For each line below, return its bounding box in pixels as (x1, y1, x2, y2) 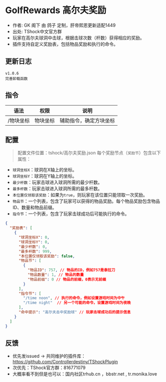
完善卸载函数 (5, 76, 28, 81)
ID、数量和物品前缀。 (12, 205, 57, 211)
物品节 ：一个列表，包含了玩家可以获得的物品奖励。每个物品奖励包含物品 (12, 198, 160, 204)
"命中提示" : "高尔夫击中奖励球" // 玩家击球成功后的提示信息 (18, 310, 131, 315)
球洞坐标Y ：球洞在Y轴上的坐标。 (12, 173, 77, 179)
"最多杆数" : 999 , (18, 249, 52, 254)
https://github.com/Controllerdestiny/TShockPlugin (12, 359, 118, 365)
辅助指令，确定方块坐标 (59, 117, 115, 124)
